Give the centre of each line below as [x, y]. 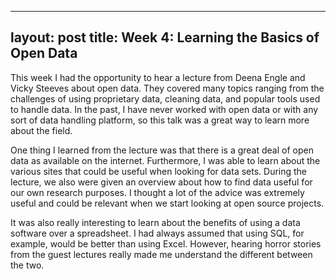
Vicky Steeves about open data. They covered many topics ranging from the [167, 88]
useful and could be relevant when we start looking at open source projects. [167, 203]
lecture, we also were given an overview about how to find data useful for [161, 182]
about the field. [41, 130]
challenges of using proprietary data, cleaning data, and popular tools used [165, 98]
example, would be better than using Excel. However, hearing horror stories [166, 243]
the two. [27, 265]
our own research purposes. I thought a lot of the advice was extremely [157, 192]
